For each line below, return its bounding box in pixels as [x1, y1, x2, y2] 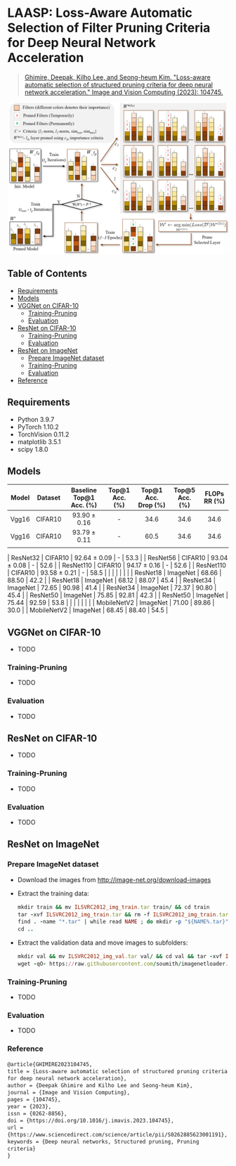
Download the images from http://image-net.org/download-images [17, 875, 211, 883]
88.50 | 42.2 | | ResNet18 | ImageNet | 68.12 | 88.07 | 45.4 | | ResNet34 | [7, 576, 216, 585]
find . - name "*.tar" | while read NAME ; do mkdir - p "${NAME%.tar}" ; [17, 919, 232, 926]
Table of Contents [7, 268, 88, 280]
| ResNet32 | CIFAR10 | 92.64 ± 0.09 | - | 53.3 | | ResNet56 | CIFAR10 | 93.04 [7, 554, 228, 562]
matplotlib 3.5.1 [17, 437, 61, 446]
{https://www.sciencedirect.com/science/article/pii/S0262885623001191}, [7, 1131, 228, 1138]
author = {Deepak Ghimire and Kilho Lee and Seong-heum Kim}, [7, 1082, 193, 1089]
